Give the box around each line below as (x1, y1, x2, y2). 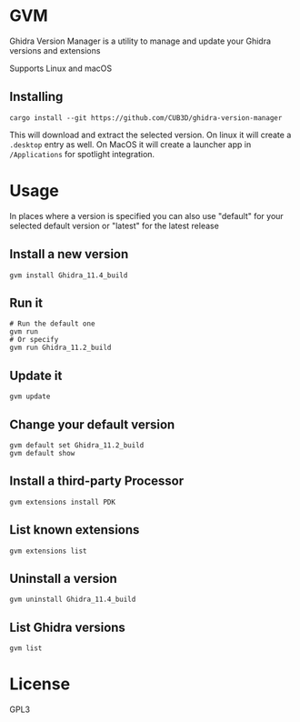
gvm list (9, 644, 43, 653)
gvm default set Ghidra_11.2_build (9, 440, 145, 450)
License (9, 674, 71, 695)
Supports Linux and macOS (9, 63, 112, 74)
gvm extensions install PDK (9, 497, 116, 506)
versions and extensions (9, 45, 101, 55)
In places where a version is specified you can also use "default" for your (9, 210, 284, 221)
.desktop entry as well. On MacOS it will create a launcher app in (9, 138, 252, 150)
